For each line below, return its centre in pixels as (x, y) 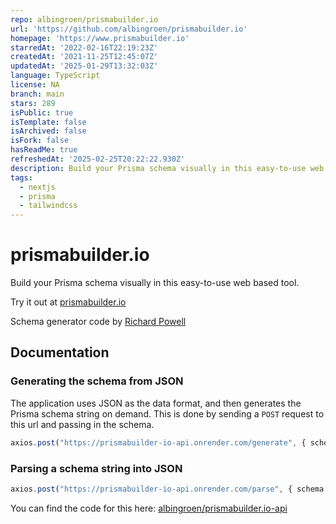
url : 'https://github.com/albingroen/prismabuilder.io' (129, 29)
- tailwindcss (48, 206)
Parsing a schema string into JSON (96, 468)
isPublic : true (42, 112)
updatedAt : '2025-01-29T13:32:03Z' (84, 66)
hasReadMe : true (44, 150)
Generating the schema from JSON (97, 381)
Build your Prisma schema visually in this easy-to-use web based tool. (155, 283)
